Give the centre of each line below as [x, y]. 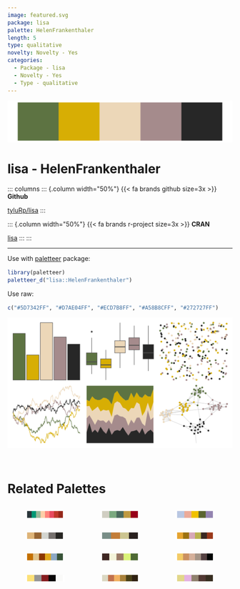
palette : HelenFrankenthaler [51, 30]
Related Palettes [57, 489]
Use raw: [21, 294]
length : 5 [22, 38]
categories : [25, 61]
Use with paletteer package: [49, 258]
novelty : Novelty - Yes [43, 53]
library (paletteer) [36, 272]
